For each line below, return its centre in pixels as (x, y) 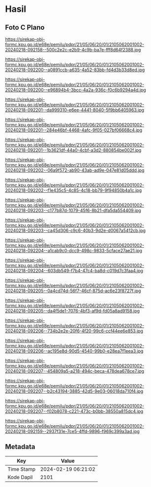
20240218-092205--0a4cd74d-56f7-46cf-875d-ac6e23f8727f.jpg (73, 291)
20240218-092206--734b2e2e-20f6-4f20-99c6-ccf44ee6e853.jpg (74, 331)
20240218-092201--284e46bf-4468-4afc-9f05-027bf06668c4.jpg (74, 130)
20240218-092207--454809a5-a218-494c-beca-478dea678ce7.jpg (75, 371)
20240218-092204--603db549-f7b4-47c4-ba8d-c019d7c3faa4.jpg (74, 271)
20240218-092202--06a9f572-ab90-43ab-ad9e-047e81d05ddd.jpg (75, 170)
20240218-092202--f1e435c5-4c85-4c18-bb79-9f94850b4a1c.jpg (73, 190)
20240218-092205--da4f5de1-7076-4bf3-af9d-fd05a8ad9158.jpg (73, 311)
